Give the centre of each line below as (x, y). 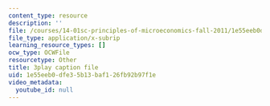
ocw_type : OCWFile (39, 53)
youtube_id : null (45, 90)
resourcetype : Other (43, 61)
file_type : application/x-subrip (64, 38)
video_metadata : (35, 82)
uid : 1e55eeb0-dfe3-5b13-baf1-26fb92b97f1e (82, 75)
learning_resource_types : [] (57, 45)
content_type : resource (48, 16)
